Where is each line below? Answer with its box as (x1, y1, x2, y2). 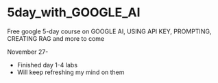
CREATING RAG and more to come (7, 34, 105, 42)
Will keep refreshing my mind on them (16, 68, 125, 76)
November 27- (7, 48, 49, 56)
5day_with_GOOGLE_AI (7, 5, 141, 20)
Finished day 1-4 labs (16, 61, 77, 69)
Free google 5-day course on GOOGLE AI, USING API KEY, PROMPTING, (7, 27, 212, 35)
